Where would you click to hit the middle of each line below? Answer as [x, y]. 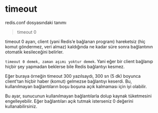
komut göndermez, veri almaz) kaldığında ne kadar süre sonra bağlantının [79, 46]
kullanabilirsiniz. [21, 106]
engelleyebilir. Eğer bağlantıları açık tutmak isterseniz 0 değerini [69, 101]
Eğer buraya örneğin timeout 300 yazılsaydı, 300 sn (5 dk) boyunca [73, 76]
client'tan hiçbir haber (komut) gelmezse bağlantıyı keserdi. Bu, [69, 81]
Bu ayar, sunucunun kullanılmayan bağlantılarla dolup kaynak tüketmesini [79, 96]
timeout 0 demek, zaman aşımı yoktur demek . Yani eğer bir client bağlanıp [79, 61]
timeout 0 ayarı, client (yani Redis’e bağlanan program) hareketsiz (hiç [75, 41]
